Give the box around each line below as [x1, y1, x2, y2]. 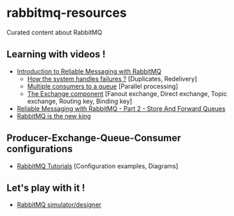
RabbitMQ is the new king [16, 112, 92, 120]
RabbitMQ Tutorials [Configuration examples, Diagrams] [16, 161, 179, 170]
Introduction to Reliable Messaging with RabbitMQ [16, 67, 162, 75]
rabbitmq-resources [6, 5, 127, 21]
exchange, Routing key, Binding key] [27, 97, 132, 105]
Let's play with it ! [6, 182, 85, 194]
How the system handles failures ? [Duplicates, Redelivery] [27, 74, 198, 83]
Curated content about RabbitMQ [6, 28, 102, 36]
